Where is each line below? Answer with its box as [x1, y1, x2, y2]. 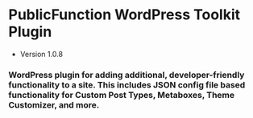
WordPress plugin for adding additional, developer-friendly [8, 69, 245, 80]
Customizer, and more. [8, 99, 100, 110]
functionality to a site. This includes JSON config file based [8, 79, 246, 90]
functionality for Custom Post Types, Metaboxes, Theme [8, 89, 235, 100]
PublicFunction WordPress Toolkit [8, 6, 241, 24]
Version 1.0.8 [19, 49, 63, 59]
